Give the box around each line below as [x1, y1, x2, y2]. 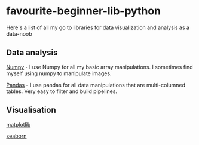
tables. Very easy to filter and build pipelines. [6, 88, 118, 95]
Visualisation [6, 105, 57, 115]
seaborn [6, 132, 27, 140]
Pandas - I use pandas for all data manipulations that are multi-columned [6, 81, 186, 88]
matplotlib [6, 121, 31, 128]
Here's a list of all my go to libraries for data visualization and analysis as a [6, 24, 190, 31]
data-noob [6, 30, 33, 37]
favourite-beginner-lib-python [6, 4, 161, 18]
